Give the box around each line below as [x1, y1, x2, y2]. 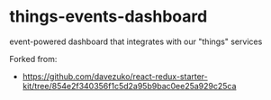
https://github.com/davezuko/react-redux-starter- [22, 70, 209, 82]
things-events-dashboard [9, 6, 208, 27]
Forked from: [9, 53, 58, 64]
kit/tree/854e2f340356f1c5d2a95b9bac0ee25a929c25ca [22, 80, 237, 91]
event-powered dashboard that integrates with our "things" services [9, 36, 263, 47]
